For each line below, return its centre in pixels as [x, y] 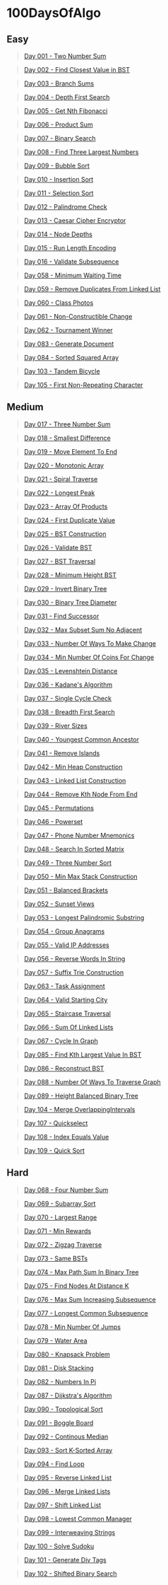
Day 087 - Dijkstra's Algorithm [68, 1395]
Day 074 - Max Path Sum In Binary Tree [81, 1272]
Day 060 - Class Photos [59, 303]
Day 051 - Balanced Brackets [66, 890]
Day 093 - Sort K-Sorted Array [68, 1450]
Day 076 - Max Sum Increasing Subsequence [90, 1299]
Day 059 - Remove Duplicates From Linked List [92, 289]
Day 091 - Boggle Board [59, 1422]
